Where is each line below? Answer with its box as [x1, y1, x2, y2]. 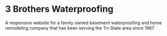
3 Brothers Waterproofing [5, 3, 114, 15]
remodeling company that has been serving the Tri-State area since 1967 [5, 25, 155, 31]
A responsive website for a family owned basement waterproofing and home [5, 20, 162, 26]
